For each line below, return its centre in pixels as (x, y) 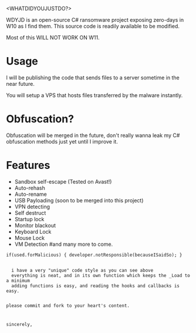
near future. (21, 84)
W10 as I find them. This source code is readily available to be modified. (93, 26)
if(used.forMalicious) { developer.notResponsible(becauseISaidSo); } (94, 255)
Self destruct (30, 213)
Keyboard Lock (33, 231)
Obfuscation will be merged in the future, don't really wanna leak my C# (93, 135)
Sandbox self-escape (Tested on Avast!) (63, 181)
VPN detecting (32, 207)
